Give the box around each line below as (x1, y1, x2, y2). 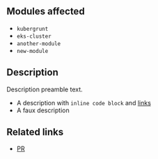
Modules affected (6, 6, 85, 17)
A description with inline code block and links (16, 98, 151, 107)
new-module (16, 47, 49, 54)
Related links (6, 126, 64, 138)
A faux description (16, 106, 70, 114)
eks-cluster (16, 33, 52, 40)
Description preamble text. (6, 85, 83, 93)
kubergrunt (16, 25, 49, 32)
